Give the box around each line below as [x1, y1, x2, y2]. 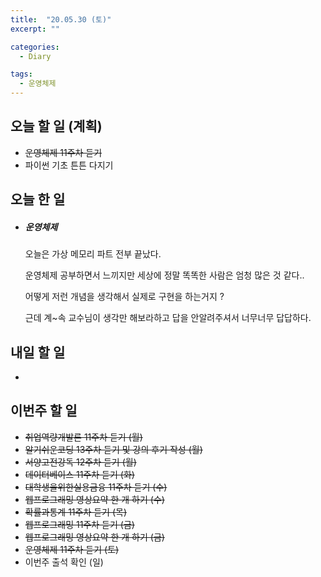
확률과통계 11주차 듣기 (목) [24, 506, 128, 518]
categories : [10, 42, 60, 52]
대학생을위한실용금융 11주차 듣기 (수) [24, 481, 168, 493]
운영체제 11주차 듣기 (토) [24, 543, 120, 555]
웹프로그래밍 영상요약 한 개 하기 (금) [24, 531, 165, 543]
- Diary [19, 51, 52, 61]
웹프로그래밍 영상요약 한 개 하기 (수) [24, 493, 165, 505]
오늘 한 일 [10, 191, 66, 208]
